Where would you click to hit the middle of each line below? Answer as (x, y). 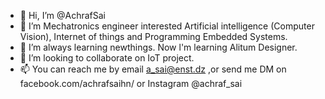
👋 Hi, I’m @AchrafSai (63, 15)
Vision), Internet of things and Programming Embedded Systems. (153, 36)
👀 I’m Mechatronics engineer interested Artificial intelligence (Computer (167, 26)
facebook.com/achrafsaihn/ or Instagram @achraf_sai (131, 83)
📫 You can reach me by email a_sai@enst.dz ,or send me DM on (153, 69)
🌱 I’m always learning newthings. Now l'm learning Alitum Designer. (158, 47)
